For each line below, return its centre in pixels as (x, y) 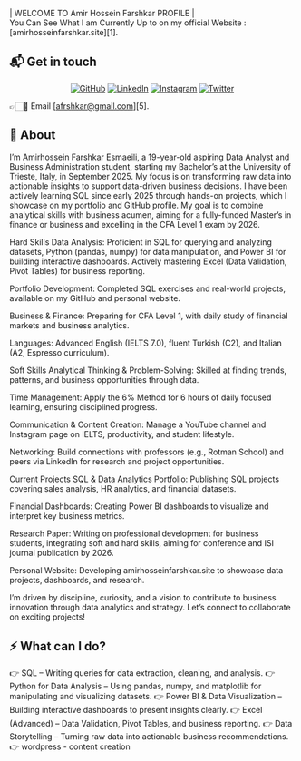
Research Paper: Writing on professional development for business (135, 533)
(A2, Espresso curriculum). (59, 352)
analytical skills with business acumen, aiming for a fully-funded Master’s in (150, 215)
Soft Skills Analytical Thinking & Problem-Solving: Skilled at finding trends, (148, 370)
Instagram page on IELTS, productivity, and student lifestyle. (122, 434)
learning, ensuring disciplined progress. (83, 406)
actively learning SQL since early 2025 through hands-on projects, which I (148, 195)
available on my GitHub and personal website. (95, 298)
